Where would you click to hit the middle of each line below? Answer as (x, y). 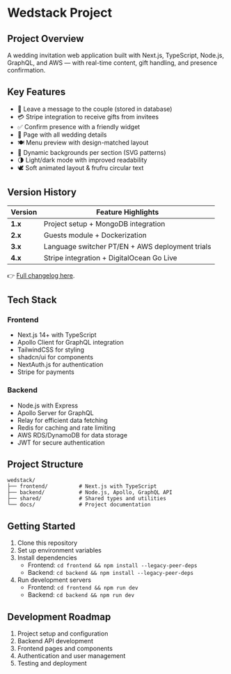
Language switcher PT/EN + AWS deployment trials (128, 246)
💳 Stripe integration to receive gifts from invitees (88, 117)
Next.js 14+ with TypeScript (57, 335)
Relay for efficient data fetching (62, 420)
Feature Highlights (128, 212)
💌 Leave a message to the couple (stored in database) (95, 109)
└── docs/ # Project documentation (79, 505)
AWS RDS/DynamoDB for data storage (72, 435)
